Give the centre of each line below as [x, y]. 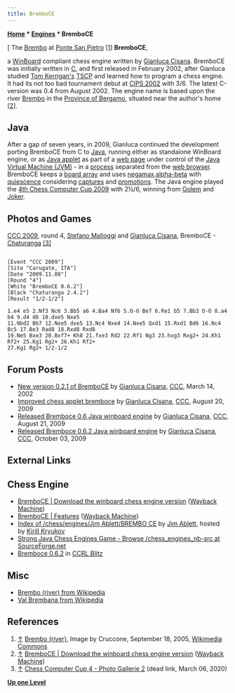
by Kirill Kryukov [41, 531]
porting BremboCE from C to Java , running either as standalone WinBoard [114, 152]
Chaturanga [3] [29, 243]
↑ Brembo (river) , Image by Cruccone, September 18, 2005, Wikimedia [120, 638]
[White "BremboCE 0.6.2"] [45, 287]
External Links [39, 460]
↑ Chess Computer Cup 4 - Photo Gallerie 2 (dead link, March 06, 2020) [122, 668]
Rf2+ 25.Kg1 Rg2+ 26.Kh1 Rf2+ [52, 342]
